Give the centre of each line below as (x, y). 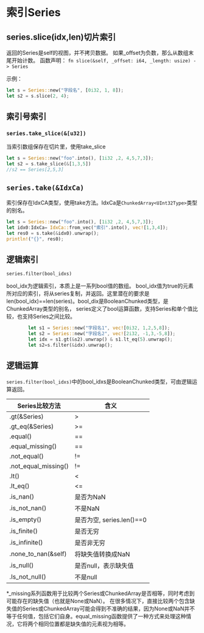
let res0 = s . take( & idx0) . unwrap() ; (53, 233)
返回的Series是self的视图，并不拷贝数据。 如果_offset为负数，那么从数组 (97, 53)
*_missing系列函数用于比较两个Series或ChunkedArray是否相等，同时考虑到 (100, 593)
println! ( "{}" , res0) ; (35, 239)
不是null (86, 577)
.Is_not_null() (28, 576)
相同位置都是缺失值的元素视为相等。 (83, 624)
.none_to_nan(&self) (38, 554)
